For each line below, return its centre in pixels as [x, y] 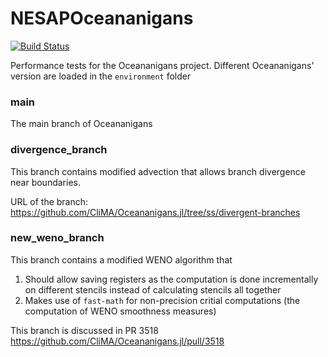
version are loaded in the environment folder [101, 76]
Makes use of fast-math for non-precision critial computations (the [162, 300]
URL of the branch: [49, 201]
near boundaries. [45, 182]
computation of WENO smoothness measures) [120, 311]
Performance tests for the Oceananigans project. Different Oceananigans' [162, 65]
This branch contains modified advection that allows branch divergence [158, 171]
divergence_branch [59, 150]
